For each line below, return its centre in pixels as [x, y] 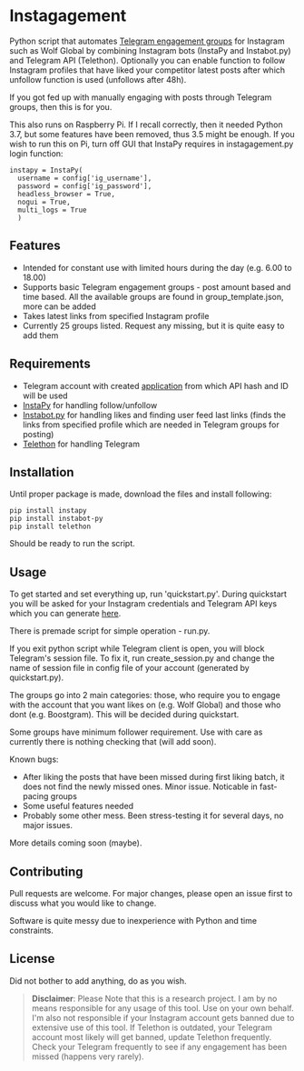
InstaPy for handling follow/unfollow [90, 405]
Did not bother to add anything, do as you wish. [98, 981]
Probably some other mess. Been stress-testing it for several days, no [153, 816]
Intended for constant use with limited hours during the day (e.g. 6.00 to [157, 267]
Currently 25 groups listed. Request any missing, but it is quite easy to [153, 325]
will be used [45, 395]
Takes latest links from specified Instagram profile [116, 315]
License [32, 959]
